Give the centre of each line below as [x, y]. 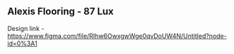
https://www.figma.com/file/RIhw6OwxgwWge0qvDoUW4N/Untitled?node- [117, 36]
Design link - [26, 28]
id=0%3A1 [22, 43]
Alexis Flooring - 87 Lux [61, 12]
